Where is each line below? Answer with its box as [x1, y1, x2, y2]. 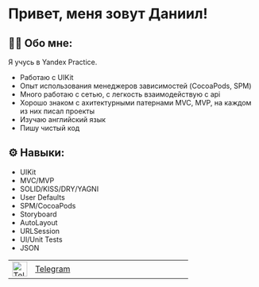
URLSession [19, 226, 60, 235]
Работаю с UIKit [19, 73, 74, 82]
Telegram [35, 263, 71, 274]
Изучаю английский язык [19, 115, 106, 124]
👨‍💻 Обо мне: [8, 36, 73, 50]
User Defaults [19, 192, 65, 202]
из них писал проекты [19, 106, 95, 116]
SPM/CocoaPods [19, 201, 76, 210]
